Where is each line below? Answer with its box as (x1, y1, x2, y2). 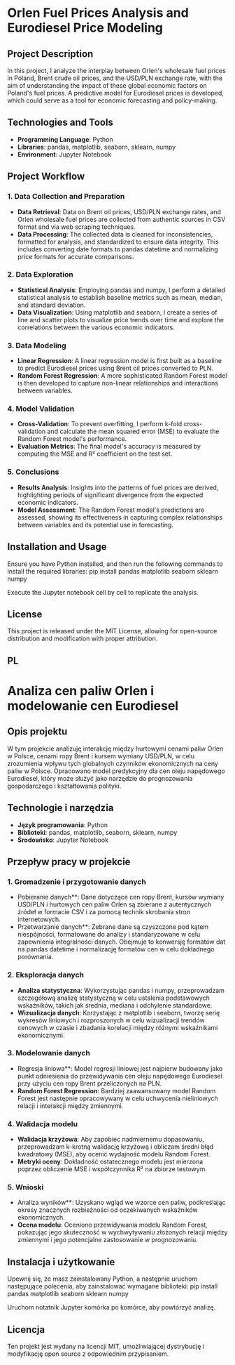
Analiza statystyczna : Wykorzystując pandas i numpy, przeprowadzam (17, 986, 225, 994)
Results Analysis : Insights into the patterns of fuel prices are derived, (17, 483, 219, 492)
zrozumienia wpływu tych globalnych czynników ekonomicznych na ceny (7, 759, 219, 767)
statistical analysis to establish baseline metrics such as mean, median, (17, 293, 223, 301)
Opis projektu (7, 725, 68, 738)
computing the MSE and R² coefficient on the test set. (17, 449, 173, 458)
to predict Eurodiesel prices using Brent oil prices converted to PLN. (17, 364, 213, 373)
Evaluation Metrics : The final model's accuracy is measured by (17, 442, 201, 451)
